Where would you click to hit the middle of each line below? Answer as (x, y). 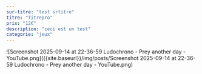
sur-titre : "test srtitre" (40, 12)
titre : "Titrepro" (29, 18)
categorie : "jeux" (29, 35)
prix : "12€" (21, 23)
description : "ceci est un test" (49, 29)
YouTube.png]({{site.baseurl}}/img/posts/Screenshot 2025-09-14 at (92, 58)
